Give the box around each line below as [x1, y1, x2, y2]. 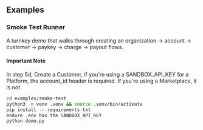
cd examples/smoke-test [6, 95, 67, 101]
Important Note [6, 57, 46, 64]
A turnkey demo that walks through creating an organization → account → [6, 36, 191, 44]
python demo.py [6, 118, 45, 124]
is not [6, 83, 20, 91]
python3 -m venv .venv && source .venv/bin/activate [6, 101, 143, 107]
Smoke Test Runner [6, 23, 66, 32]
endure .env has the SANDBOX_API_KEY [6, 112, 102, 118]
